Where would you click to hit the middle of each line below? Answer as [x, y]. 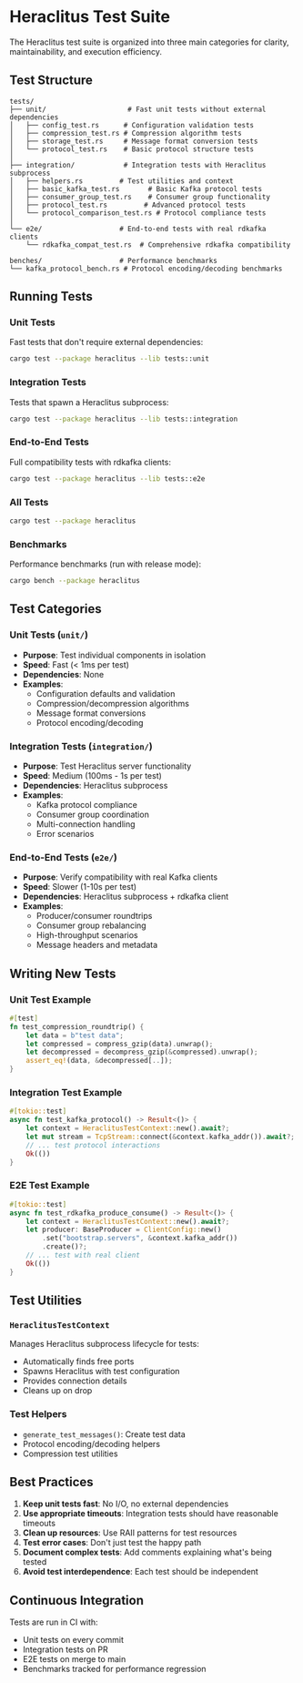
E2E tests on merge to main [74, 1659]
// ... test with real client [83, 1255]
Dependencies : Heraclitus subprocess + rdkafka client [126, 897]
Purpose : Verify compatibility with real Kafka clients [120, 877]
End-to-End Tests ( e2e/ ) [64, 857]
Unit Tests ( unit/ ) [49, 635]
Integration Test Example [66, 1093]
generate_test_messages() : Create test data [104, 1434]
